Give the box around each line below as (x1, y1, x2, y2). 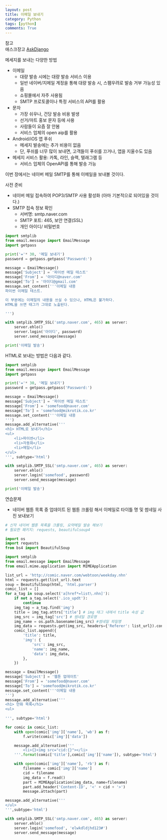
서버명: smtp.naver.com (19, 211, 68, 217)
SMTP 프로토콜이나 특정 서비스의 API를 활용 (19, 99, 106, 105)
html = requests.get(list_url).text (5, 577, 81, 582)
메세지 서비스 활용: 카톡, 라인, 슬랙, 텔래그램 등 (12, 155, 103, 161)
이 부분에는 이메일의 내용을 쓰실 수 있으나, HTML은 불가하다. (5, 297, 115, 303)
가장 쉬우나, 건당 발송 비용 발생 (19, 111, 80, 117)
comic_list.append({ (14, 628, 57, 633)
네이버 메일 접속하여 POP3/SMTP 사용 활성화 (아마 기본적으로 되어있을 (12, 193, 150, 199)
